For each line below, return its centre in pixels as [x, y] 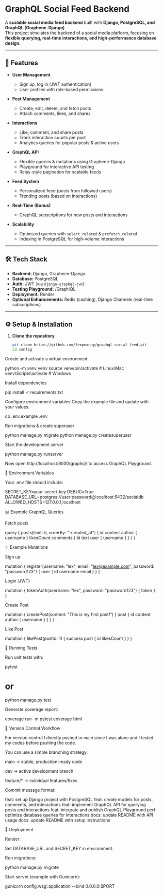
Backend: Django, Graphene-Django [49, 273]
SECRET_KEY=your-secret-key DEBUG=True [49, 492]
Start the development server [34, 445]
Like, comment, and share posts [51, 132]
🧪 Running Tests [21, 648]
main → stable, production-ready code [44, 762]
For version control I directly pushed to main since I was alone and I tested [79, 738]
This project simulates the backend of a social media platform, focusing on [80, 33]
